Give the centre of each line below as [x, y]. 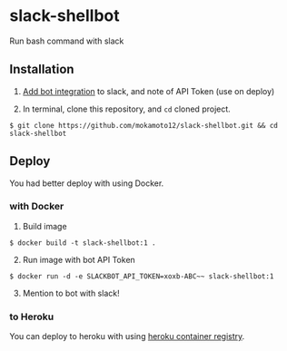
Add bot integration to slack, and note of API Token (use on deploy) [148, 91]
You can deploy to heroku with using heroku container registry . [127, 336]
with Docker [37, 207]
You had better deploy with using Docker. [87, 183]
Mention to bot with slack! [71, 293]
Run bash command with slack [67, 41]
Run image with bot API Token [79, 259]
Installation [42, 69]
